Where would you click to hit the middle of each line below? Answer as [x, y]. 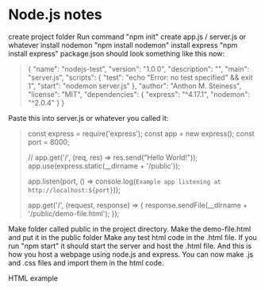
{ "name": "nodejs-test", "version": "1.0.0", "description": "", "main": [138, 68]
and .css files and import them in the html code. [86, 262]
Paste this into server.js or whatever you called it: [88, 118]
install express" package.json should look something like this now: [117, 53]
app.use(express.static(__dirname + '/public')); [104, 165]
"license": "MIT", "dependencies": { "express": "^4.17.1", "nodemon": [138, 94]
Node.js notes [56, 15]
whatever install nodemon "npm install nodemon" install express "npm [123, 45]
